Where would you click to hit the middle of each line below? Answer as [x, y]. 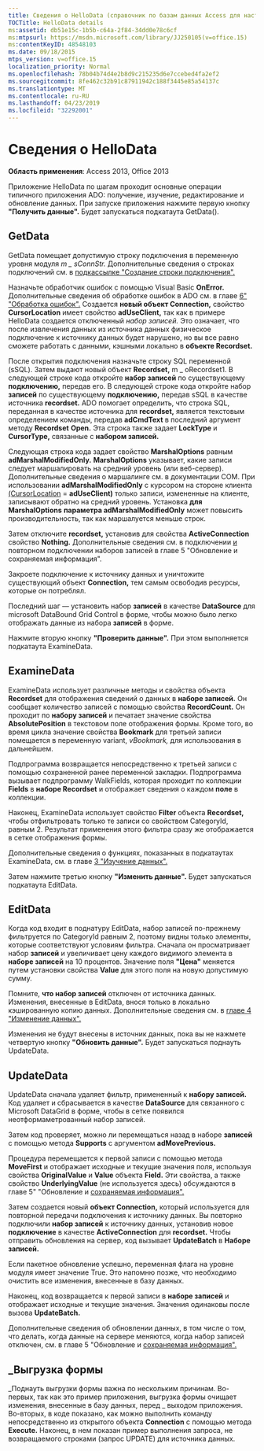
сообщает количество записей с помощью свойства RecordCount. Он [126, 707]
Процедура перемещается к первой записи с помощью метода [115, 1158]
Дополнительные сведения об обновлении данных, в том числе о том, [127, 1328]
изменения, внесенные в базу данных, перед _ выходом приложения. [126, 1405]
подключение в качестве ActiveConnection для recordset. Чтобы [119, 1232]
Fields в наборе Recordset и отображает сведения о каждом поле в [123, 788]
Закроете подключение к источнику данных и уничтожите [106, 574]
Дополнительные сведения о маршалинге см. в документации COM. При [132, 476]
